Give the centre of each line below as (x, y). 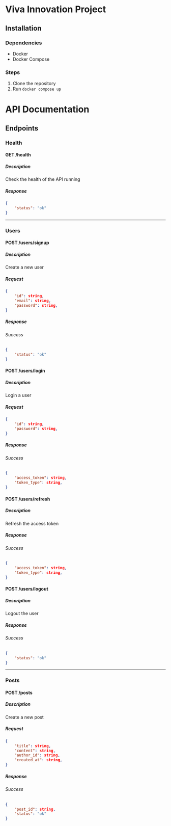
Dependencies (24, 43)
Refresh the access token (32, 523)
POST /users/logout (27, 589)
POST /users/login (25, 371)
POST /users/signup (27, 243)
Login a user (18, 395)
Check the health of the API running (43, 179)
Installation (23, 28)
